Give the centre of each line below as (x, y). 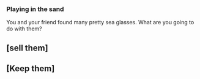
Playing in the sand (35, 9)
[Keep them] (31, 69)
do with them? (24, 29)
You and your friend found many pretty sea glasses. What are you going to (100, 22)
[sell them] (27, 48)
